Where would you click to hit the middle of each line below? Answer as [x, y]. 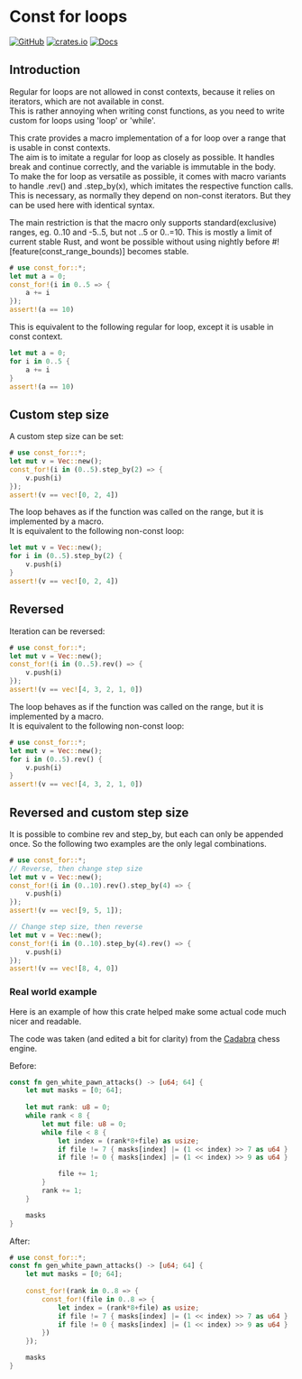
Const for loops [69, 17]
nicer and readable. [46, 1021]
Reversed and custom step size [99, 812]
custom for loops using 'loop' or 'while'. [82, 120]
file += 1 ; [78, 1174]
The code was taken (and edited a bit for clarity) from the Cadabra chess [145, 1038]
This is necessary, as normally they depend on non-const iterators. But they [150, 195]
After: [20, 1241]
